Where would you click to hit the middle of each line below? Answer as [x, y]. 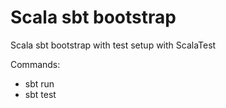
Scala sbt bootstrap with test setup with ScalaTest [113, 45]
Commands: [35, 64]
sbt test [40, 94]
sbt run [39, 83]
